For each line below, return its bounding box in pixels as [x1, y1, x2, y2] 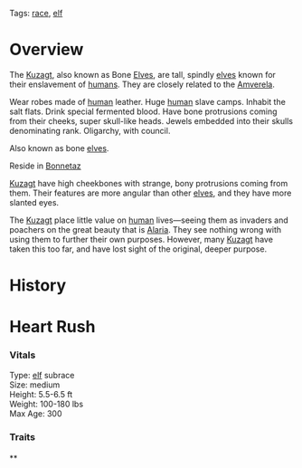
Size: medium [9, 379, 61, 390]
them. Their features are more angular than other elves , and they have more [9, 187, 292, 198]
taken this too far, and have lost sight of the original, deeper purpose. [9, 244, 268, 254]
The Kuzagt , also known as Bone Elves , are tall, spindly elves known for [9, 69, 276, 80]
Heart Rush [9, 317, 96, 338]
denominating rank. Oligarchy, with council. [9, 125, 171, 136]
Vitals [9, 349, 36, 361]
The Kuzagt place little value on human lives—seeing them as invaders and [9, 215, 289, 225]
